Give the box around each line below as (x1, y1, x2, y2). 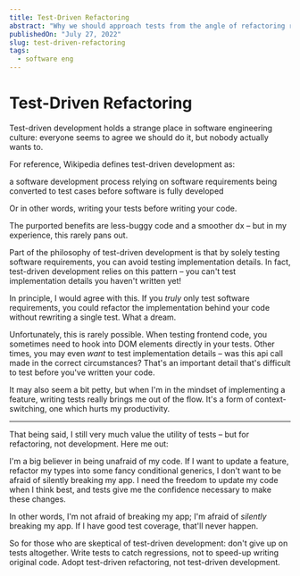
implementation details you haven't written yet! (9, 275, 181, 286)
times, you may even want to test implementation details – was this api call (9, 347, 284, 358)
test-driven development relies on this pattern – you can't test (9, 265, 237, 277)
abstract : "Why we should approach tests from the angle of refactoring (9, 21, 286, 30)
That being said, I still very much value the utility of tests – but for (9, 429, 250, 439)
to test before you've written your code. (9, 367, 155, 378)
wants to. (9, 141, 44, 152)
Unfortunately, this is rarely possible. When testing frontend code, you (9, 329, 268, 339)
